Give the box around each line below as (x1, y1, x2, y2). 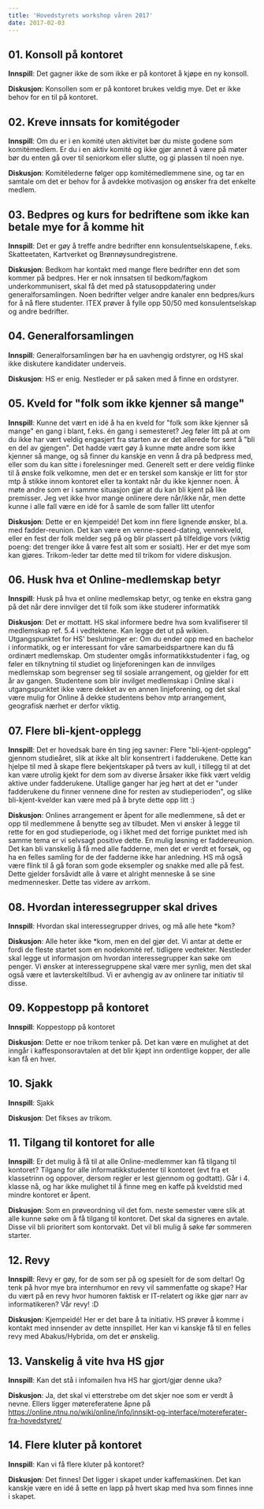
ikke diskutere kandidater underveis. (8, 359, 126, 368)
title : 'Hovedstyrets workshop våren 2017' (8, 11, 154, 20)
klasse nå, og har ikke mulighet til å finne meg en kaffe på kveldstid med (8, 1182, 243, 1191)
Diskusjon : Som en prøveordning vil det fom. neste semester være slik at (8, 1206, 246, 1215)
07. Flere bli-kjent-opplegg (8, 724, 142, 738)
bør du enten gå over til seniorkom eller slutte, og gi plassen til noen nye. (8, 153, 244, 162)
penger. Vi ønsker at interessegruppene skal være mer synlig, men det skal (8, 962, 252, 971)
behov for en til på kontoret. (8, 92, 99, 102)
